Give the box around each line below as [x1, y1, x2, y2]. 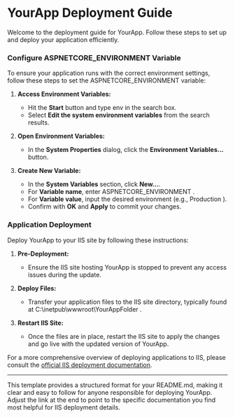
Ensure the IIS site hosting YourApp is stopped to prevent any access [27, 263, 227, 271]
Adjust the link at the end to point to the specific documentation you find [7, 396, 216, 404]
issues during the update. [27, 270, 101, 279]
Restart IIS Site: [17, 319, 64, 327]
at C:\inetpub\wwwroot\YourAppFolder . [27, 305, 142, 313]
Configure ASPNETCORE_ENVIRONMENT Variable [7, 53, 181, 62]
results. [27, 118, 50, 127]
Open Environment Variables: [17, 132, 105, 141]
